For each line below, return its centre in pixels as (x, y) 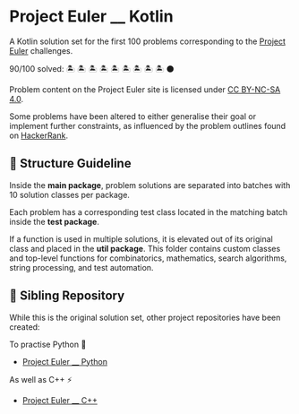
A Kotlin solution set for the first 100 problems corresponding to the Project (148, 41)
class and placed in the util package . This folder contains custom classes (145, 248)
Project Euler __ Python (64, 361)
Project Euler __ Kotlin (91, 17)
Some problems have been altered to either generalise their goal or (133, 116)
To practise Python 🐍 (48, 344)
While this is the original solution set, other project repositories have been (145, 317)
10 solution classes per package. (69, 194)
